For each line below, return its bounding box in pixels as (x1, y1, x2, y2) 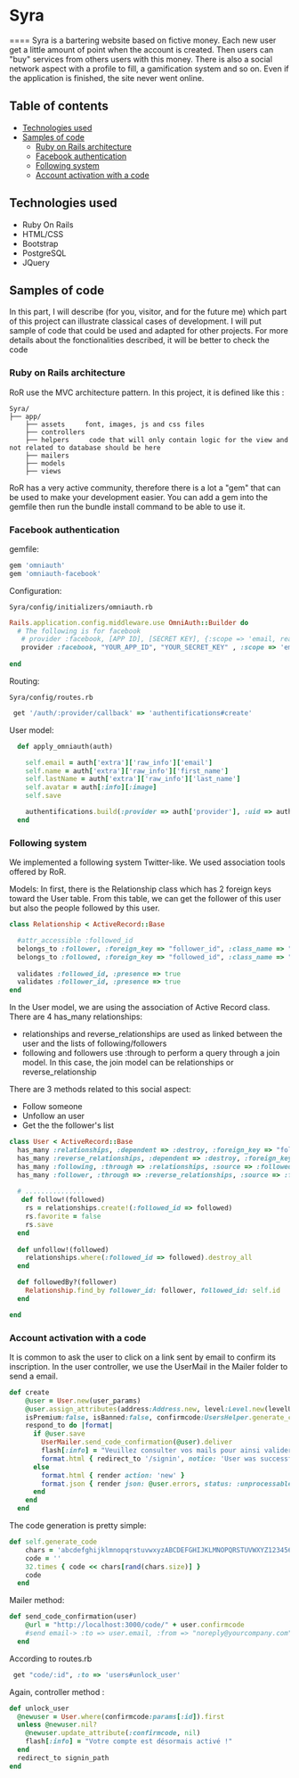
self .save (25, 791, 62, 801)
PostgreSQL (21, 247, 67, 259)
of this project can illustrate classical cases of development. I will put (9, 316, 263, 326)
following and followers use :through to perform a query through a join (21, 1048, 280, 1058)
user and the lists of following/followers (21, 1038, 167, 1049)
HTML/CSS (21, 228, 64, 239)
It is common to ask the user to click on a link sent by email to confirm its (9, 1352, 276, 1362)
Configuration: (9, 585, 62, 596)
